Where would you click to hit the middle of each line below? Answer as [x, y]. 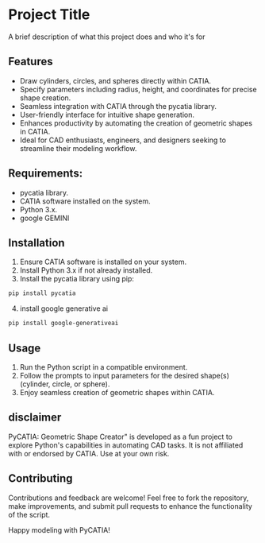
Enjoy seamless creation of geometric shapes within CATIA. [117, 392]
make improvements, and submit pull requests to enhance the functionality [130, 506]
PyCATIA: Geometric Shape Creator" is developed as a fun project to [120, 436]
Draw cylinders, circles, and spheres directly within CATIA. [115, 80]
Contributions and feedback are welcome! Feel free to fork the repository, [129, 498]
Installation [36, 243]
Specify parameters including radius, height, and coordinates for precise [138, 89]
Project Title [49, 15]
